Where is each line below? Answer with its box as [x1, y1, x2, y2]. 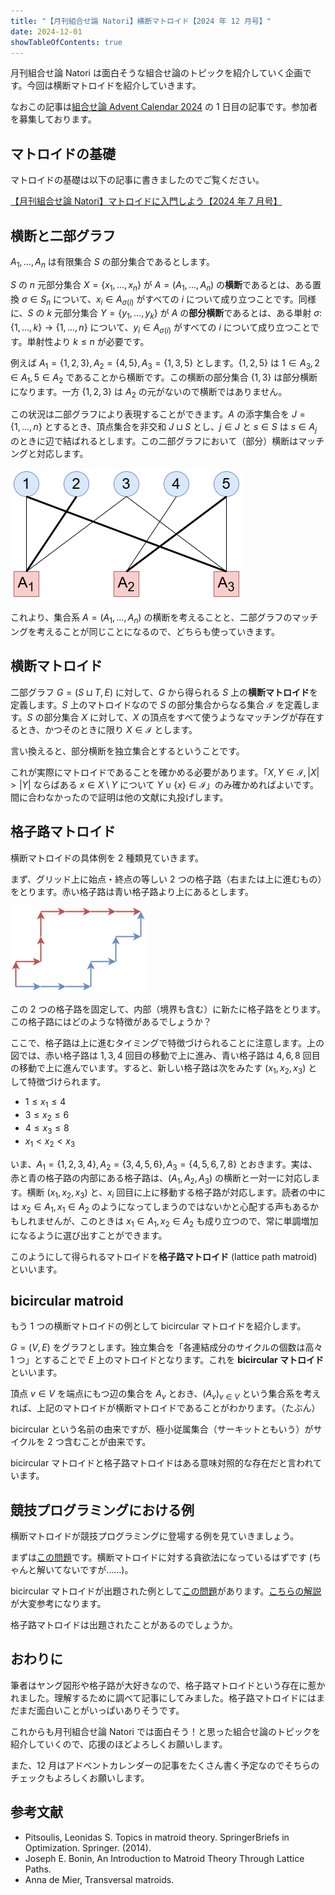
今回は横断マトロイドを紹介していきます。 [26, 80, 202, 92]
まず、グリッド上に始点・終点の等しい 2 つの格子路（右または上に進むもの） [10, 873, 323, 885]
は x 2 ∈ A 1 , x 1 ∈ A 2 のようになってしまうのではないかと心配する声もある [10, 1200, 311, 1215]
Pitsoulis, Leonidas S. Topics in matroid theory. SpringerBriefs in [24, 1831, 290, 1843]
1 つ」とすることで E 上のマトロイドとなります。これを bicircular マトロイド [10, 1354, 325, 1366]
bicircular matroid [10, 1292, 124, 1309]
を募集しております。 [10, 113, 97, 125]
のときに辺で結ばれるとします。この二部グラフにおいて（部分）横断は [10, 435, 299, 447]
